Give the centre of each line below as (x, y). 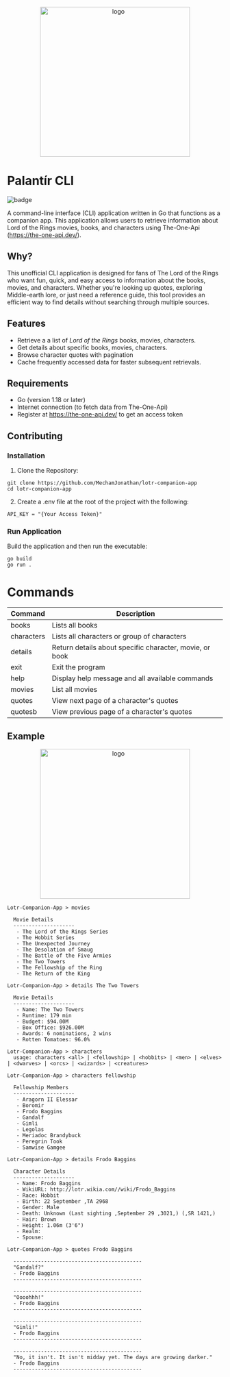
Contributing (35, 436)
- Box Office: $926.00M (50, 1028)
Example (26, 736)
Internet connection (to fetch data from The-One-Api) (92, 407)
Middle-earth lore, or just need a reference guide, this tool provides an (106, 295)
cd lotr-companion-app (39, 489)
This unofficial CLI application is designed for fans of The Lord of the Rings (113, 273)
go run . (20, 565)
